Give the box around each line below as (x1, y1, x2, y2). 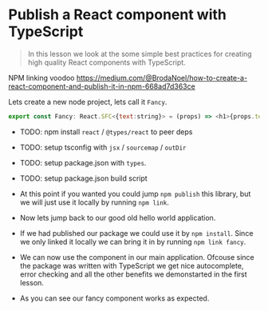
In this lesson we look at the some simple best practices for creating (27, 49, 253, 58)
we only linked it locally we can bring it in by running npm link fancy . (19, 237, 246, 246)
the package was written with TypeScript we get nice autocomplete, (19, 261, 244, 270)
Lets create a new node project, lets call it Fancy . (8, 97, 167, 106)
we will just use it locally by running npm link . (19, 197, 170, 207)
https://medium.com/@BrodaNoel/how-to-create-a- (76, 73, 248, 82)
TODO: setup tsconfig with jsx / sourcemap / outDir (19, 142, 187, 152)
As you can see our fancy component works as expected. (19, 293, 210, 303)
